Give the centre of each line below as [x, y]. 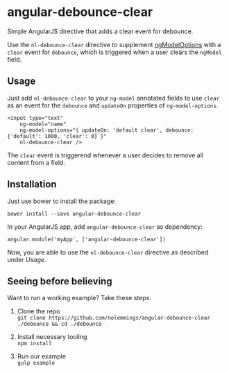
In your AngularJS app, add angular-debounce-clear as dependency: [105, 227]
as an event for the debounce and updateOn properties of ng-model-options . [113, 105]
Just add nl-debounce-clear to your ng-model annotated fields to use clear [113, 98]
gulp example [36, 363]
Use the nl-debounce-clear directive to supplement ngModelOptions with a [114, 44]
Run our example [41, 356]
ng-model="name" [43, 124]
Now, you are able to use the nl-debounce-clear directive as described [108, 252]
